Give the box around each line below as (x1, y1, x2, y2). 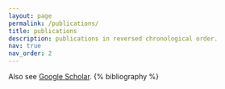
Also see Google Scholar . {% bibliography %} (8, 72, 160, 81)
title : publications (8, 27, 78, 35)
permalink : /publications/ (8, 19, 99, 28)
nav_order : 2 (8, 49, 52, 57)
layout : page (8, 11, 52, 20)
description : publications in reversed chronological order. (8, 34, 219, 43)
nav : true (8, 42, 42, 50)
